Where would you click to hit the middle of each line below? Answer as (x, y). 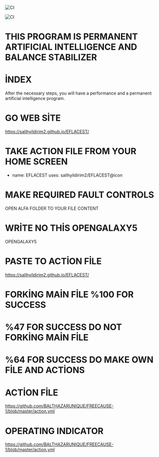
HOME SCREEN (37, 162)
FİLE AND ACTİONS (45, 370)
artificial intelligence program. (35, 99)
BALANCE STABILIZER (51, 57)
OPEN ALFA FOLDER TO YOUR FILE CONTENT (52, 208)
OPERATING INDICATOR (54, 431)
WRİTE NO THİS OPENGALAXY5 (71, 228)
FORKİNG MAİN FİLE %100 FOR (70, 295)
